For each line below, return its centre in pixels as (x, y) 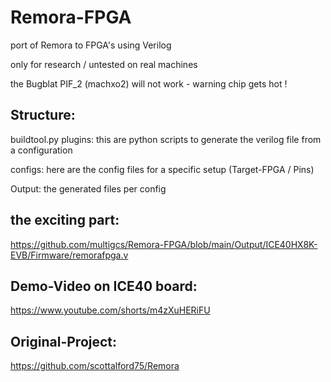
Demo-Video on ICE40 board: (104, 286)
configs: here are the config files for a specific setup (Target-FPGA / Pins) (162, 169)
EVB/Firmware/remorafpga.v (69, 255)
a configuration (41, 150)
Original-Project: (64, 341)
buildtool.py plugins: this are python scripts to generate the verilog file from (166, 139)
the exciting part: (65, 220)
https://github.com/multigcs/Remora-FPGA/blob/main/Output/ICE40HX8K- (164, 244)
